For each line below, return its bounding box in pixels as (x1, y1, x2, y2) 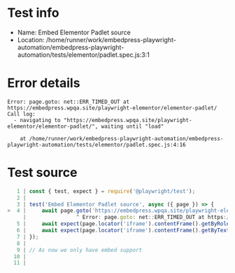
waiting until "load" (101, 123, 164, 130)
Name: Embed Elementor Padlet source (17, 28, 131, 36)
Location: (17, 35, 45, 44)
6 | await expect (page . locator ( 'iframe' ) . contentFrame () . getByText (16, 227, 230, 234)
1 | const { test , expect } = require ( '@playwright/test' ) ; (16, 187, 196, 194)
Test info (7, 5, 59, 21)
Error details (7, 75, 80, 91)
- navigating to (13, 116, 61, 124)
